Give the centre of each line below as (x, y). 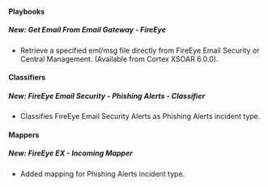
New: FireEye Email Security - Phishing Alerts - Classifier (107, 96)
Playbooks (27, 11)
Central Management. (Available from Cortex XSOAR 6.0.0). (119, 59)
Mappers (24, 134)
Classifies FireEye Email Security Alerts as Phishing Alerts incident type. (140, 117)
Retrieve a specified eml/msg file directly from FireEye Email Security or (140, 50)
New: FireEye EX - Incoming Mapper (71, 153)
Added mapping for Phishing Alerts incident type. (102, 173)
